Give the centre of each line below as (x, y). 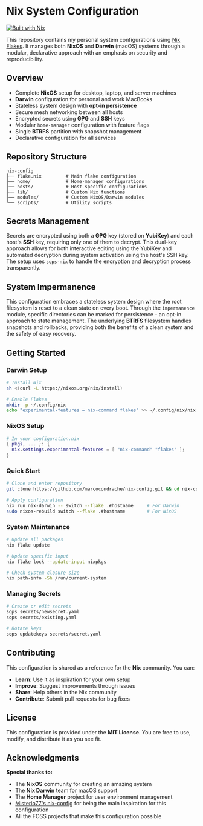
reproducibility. (25, 59)
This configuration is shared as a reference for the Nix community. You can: (101, 667)
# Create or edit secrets (39, 606)
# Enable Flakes (27, 399)
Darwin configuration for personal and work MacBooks (84, 99)
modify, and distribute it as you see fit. (54, 739)
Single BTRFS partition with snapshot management (78, 131)
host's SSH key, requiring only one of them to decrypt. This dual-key (92, 242)
